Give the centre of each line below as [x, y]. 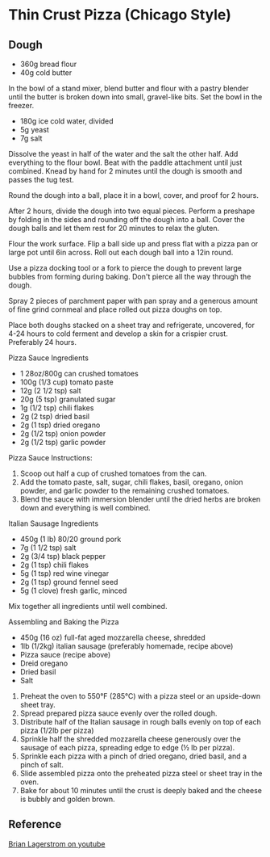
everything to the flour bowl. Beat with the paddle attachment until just [125, 162]
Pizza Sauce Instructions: [50, 458]
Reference [35, 824]
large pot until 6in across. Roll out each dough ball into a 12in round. [121, 252]
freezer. [21, 105]
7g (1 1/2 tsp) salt [48, 548]
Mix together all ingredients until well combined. [88, 606]
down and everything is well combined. [85, 508]
